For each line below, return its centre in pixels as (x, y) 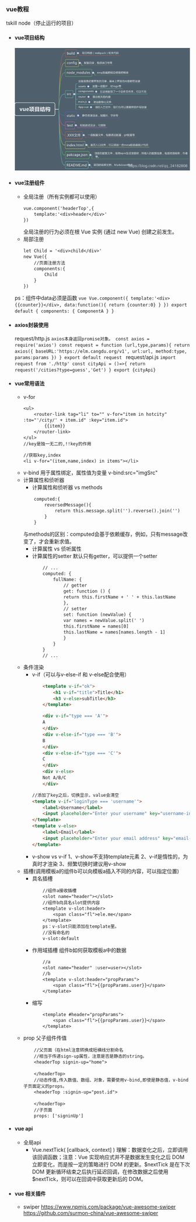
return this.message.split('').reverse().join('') (118, 511)
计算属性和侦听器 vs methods (67, 487)
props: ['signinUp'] (59, 1116)
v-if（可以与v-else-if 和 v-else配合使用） (81, 674)
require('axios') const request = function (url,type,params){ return (102, 345)
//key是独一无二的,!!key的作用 (57, 444)
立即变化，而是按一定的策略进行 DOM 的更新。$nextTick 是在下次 (111, 1164)
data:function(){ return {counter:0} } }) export (126, 305)
